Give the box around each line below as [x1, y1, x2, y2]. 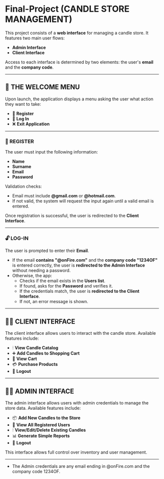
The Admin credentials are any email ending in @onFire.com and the [12, 463, 150, 469]
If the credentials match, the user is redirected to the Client [19, 288, 140, 294]
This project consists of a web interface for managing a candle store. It [5, 30, 149, 36]
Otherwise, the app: [12, 273, 52, 279]
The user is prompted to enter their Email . [5, 248, 89, 254]
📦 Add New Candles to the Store [12, 415, 81, 421]
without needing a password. [12, 268, 71, 273]
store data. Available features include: [5, 405, 81, 411]
